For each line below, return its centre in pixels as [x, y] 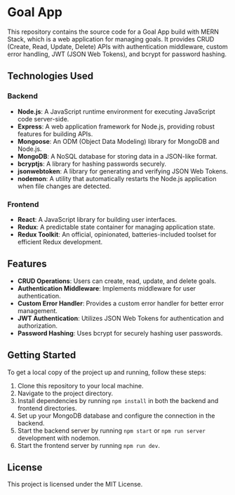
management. [38, 310]
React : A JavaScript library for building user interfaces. [97, 219]
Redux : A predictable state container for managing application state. [116, 227]
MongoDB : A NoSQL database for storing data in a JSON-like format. [117, 156]
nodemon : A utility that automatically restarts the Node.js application [117, 178]
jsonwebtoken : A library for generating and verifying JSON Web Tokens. [122, 171]
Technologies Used [50, 76]
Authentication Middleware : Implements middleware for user [107, 288]
